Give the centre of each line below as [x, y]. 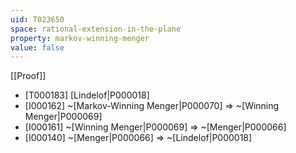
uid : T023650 [37, 19]
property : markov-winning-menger [80, 38]
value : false [37, 47]
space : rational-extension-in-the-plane [96, 29]
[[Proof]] [28, 76]
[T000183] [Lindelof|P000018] [87, 95]
